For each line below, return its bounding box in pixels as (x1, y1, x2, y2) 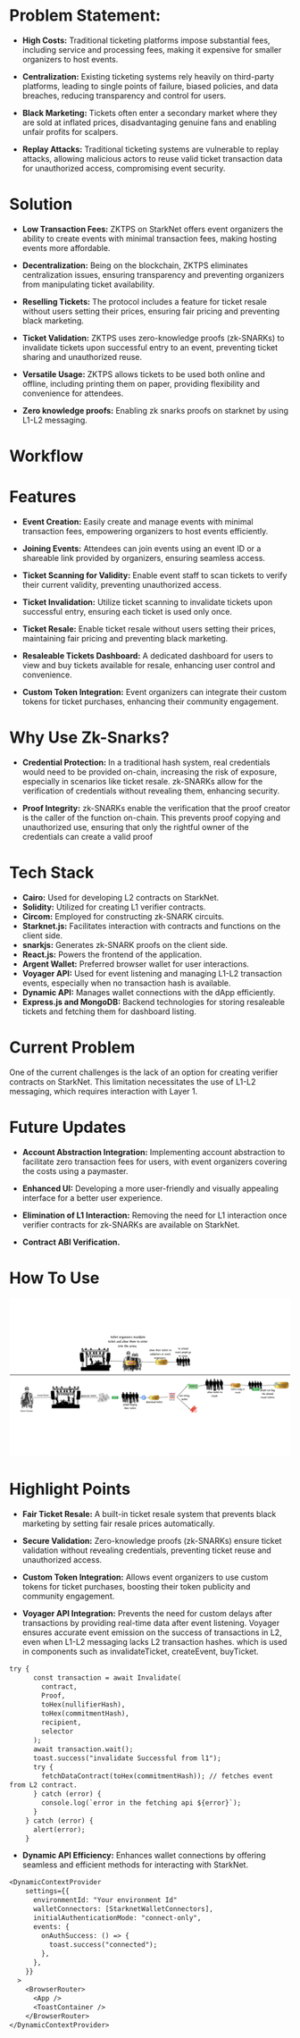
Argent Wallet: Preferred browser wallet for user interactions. (21, 958, 250, 969)
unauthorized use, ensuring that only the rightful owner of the (21, 821, 249, 832)
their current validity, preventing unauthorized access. (21, 580, 221, 590)
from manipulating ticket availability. (21, 279, 155, 289)
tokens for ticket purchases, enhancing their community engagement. (21, 696, 279, 707)
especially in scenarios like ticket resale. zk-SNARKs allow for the (21, 776, 263, 786)
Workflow (9, 446, 84, 466)
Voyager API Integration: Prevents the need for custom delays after (21, 1608, 272, 1619)
